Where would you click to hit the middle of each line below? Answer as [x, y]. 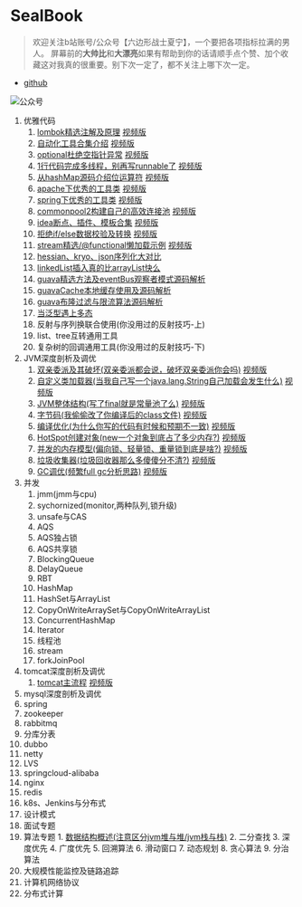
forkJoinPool [61, 660]
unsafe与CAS [61, 516]
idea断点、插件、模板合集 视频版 [98, 222]
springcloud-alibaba [61, 773]
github [35, 82]
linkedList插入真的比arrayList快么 [99, 267]
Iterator [51, 629]
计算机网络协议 [51, 882]
